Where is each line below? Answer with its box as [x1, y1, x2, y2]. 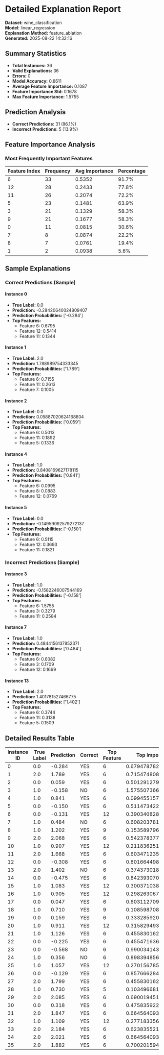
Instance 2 [5, 398, 27, 404]
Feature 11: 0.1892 [19, 435, 55, 441]
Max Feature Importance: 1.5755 [12, 94, 79, 99]
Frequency [44, 168, 71, 174]
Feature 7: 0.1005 [19, 386, 54, 393]
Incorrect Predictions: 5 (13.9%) [12, 126, 78, 132]
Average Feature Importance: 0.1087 [12, 83, 87, 89]
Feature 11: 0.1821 [19, 546, 55, 552]
